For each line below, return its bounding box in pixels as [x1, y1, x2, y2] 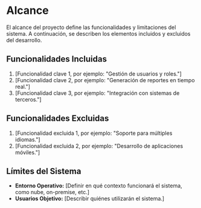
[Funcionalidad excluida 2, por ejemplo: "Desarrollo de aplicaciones [14, 142, 183, 149]
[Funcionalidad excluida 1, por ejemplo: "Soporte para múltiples [14, 129, 173, 137]
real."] [14, 83, 30, 90]
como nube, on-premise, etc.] [14, 189, 89, 196]
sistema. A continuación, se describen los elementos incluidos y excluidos [6, 30, 191, 37]
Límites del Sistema [6, 166, 81, 176]
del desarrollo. [6, 36, 42, 44]
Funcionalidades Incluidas [6, 54, 107, 64]
